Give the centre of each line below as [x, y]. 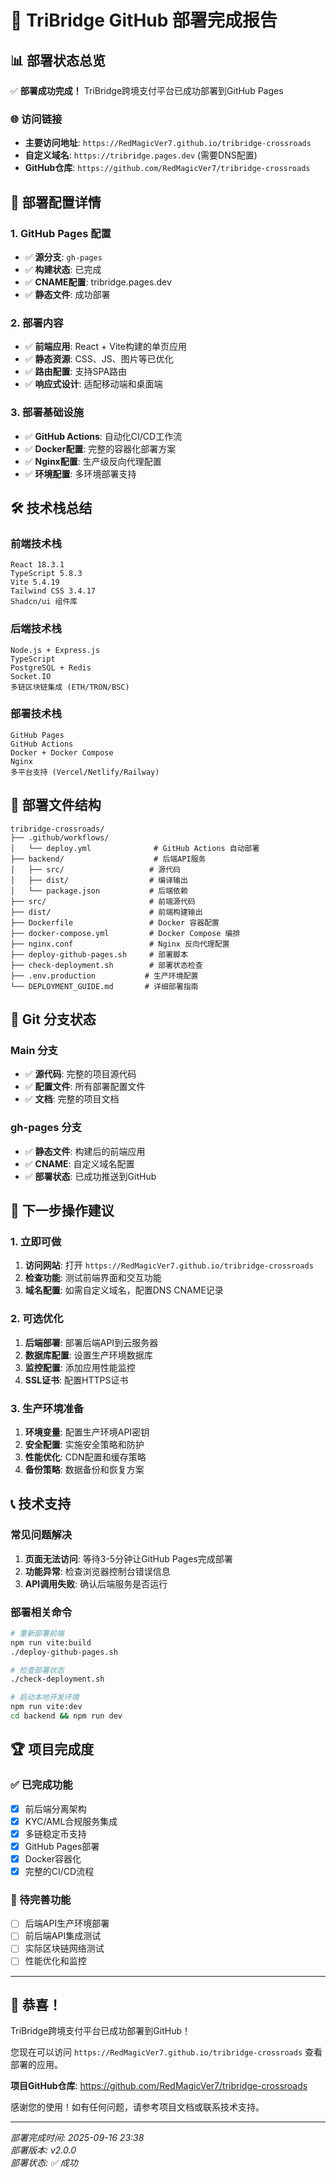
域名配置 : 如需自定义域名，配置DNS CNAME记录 [124, 1290]
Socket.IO [31, 676]
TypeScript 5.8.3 [46, 574]
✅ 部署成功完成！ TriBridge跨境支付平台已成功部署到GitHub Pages [147, 90]
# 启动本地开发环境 [45, 1697]
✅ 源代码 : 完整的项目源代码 [80, 1074]
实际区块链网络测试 [64, 1948]
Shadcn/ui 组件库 [44, 602]
